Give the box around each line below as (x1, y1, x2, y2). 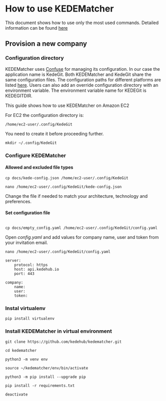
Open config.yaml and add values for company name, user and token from (5, 234, 159, 240)
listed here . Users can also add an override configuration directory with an (5, 82, 158, 88)
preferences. (5, 198, 31, 204)
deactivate (5, 392, 28, 397)
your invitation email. (5, 239, 48, 245)
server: (5, 258, 21, 263)
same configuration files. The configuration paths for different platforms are (5, 76, 161, 83)
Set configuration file (5, 210, 50, 216)
